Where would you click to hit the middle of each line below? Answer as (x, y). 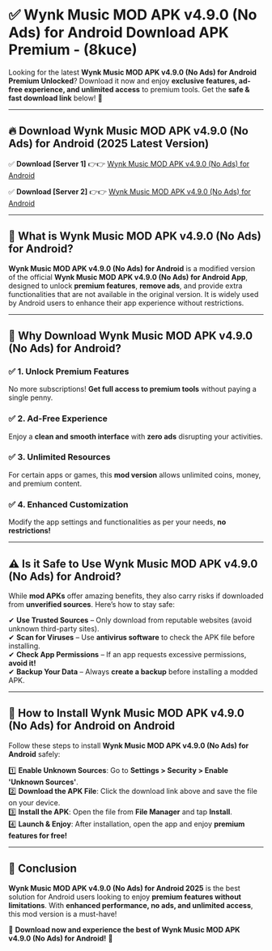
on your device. (34, 802)
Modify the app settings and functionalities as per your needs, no (117, 522)
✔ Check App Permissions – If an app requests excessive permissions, (127, 654)
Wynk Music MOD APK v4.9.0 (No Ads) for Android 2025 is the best (124, 888)
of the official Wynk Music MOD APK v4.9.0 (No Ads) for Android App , (128, 277)
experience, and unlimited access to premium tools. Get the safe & (137, 89)
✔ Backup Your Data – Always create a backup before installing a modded (133, 671)
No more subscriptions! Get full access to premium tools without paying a (132, 389)
